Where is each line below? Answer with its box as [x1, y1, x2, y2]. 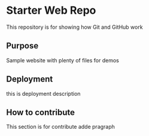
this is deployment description [6, 90, 81, 97]
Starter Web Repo [6, 4, 96, 17]
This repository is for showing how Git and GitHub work [6, 23, 143, 31]
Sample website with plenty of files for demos [6, 56, 120, 64]
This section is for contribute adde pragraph [6, 123, 115, 131]
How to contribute [6, 107, 75, 117]
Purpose [6, 41, 39, 51]
